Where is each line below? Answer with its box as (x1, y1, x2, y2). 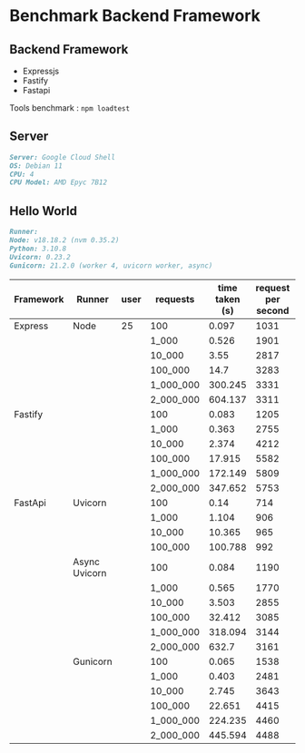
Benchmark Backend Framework (9, 5, 261, 26)
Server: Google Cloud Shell (9, 152, 116, 161)
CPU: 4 (9, 170, 34, 179)
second (255, 304, 290, 317)
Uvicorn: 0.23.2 (9, 252, 71, 261)
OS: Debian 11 (9, 161, 64, 171)
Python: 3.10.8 (9, 244, 67, 253)
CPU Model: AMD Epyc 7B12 (9, 178, 107, 187)
